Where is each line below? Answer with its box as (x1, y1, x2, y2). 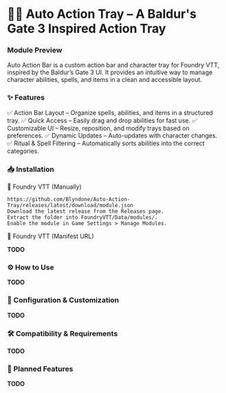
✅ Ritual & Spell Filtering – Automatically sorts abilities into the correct (7, 139, 205, 147)
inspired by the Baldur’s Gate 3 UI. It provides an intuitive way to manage (7, 68, 213, 76)
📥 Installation (7, 164, 55, 174)
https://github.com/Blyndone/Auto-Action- (7, 196, 131, 203)
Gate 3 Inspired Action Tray (7, 21, 166, 36)
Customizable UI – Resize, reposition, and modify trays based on (7, 124, 190, 132)
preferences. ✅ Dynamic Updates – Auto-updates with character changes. (7, 131, 218, 140)
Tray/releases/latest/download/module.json (7, 202, 134, 209)
